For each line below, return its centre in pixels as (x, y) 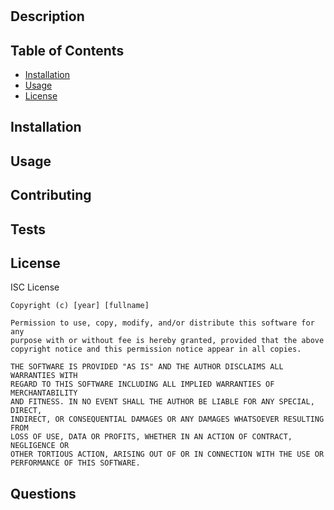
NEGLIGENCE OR (40, 446)
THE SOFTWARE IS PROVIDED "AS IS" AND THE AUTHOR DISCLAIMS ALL (147, 367)
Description (47, 16)
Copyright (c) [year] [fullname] (80, 306)
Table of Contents (67, 50)
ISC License (35, 287)
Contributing (51, 195)
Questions (43, 493)
